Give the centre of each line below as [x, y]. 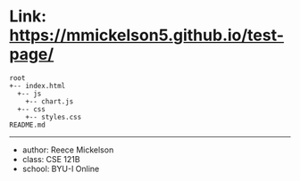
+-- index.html [37, 86]
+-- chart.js [50, 101]
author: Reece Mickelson [68, 150]
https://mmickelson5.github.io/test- [146, 35]
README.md [28, 125]
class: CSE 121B [51, 159]
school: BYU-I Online [61, 169]
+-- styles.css [54, 117]
